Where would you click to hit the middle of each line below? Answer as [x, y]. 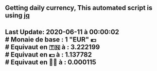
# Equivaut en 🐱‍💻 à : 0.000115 [51, 62]
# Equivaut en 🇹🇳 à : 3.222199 [52, 47]
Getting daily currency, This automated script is [79, 8]
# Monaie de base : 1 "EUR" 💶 [51, 39]
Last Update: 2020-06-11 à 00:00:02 [62, 32]
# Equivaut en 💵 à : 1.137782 [49, 54]
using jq [17, 16]
